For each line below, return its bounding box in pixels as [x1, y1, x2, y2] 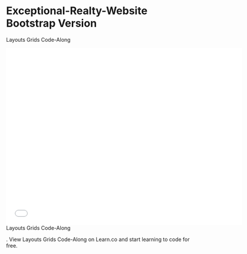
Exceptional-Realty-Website [6, 4, 148, 18]
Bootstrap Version [6, 17, 97, 30]
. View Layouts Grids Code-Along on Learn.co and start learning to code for [6, 236, 190, 243]
